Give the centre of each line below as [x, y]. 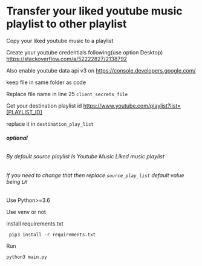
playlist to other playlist [67, 24]
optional [17, 138]
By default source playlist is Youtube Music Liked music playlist [86, 157]
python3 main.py [27, 257]
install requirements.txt [35, 224]
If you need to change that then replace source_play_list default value [95, 175]
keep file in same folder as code [46, 82]
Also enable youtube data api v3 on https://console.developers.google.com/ [101, 70]
